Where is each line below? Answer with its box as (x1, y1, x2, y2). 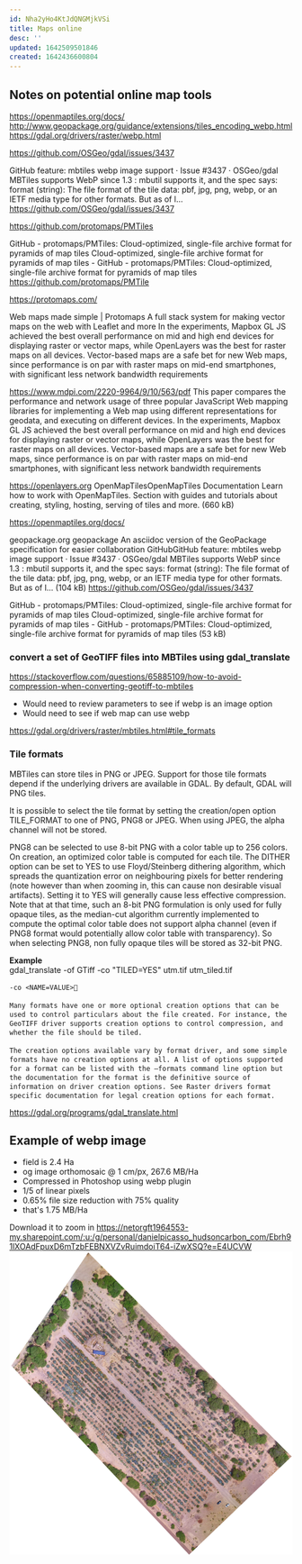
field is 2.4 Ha (22, 1157, 75, 1168)
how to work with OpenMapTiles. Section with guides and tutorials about (9, 489, 279, 500)
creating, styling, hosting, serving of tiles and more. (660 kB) (9, 499, 235, 510)
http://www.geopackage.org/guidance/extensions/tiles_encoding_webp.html (9, 120, 293, 131)
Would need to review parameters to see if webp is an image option (22, 698, 273, 709)
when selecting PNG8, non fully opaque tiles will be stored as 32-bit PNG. (9, 937, 283, 948)
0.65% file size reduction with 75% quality (22, 1195, 180, 1206)
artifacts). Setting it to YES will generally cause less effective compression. (9, 889, 287, 900)
